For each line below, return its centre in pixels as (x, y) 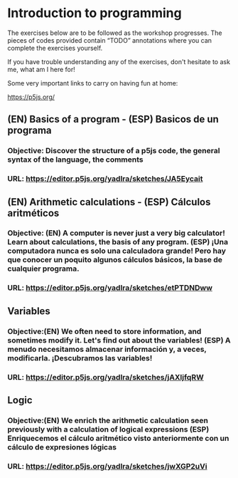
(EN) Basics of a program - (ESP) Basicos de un (113, 119)
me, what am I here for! (42, 69)
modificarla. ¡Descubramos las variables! (80, 358)
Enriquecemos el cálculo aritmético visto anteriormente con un (118, 438)
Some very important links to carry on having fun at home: (93, 83)
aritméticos (33, 213)
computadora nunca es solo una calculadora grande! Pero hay (117, 251)
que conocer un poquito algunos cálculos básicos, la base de (115, 260)
